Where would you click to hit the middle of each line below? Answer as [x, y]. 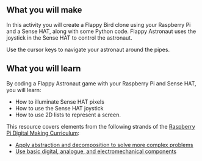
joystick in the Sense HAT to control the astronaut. [69, 38]
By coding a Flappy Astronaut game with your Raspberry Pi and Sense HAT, [101, 83]
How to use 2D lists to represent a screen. [68, 115]
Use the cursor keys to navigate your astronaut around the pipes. [88, 49]
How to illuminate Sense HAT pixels [60, 102]
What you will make [44, 10]
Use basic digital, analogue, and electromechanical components [96, 151]
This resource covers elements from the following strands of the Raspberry [101, 126]
